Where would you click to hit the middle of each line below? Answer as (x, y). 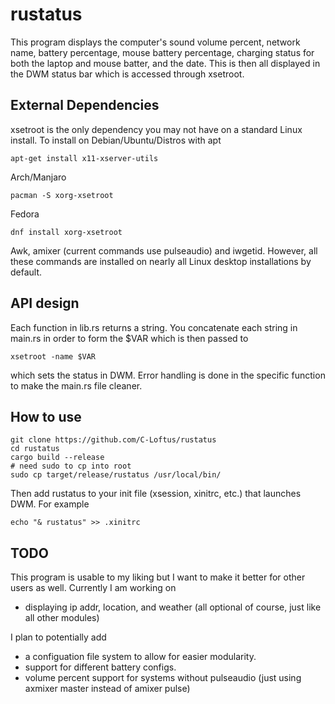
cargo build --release (57, 458)
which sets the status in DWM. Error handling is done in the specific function (168, 375)
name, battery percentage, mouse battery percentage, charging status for (162, 52)
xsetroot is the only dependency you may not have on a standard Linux (156, 129)
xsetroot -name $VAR (53, 356)
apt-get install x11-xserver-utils (84, 158)
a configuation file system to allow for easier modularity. (140, 657)
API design (45, 303)
